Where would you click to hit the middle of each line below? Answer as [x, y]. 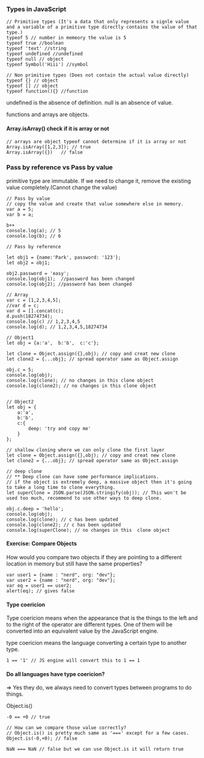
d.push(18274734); [30, 316]
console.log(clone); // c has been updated [62, 519]
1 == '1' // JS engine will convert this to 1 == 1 [73, 661]
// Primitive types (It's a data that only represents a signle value [98, 22]
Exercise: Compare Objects [42, 543]
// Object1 [20, 337]
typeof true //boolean [35, 43]
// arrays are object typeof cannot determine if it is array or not [97, 142]
